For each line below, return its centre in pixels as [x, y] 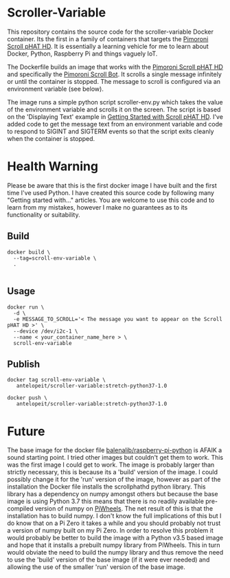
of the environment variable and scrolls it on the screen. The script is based [114, 109]
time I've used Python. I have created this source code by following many [111, 192]
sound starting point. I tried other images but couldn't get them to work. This [115, 458]
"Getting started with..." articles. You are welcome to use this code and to [111, 200]
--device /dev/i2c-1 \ [46, 331]
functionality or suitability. [44, 214]
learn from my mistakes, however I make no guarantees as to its [97, 207]
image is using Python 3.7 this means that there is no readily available [106, 501]
